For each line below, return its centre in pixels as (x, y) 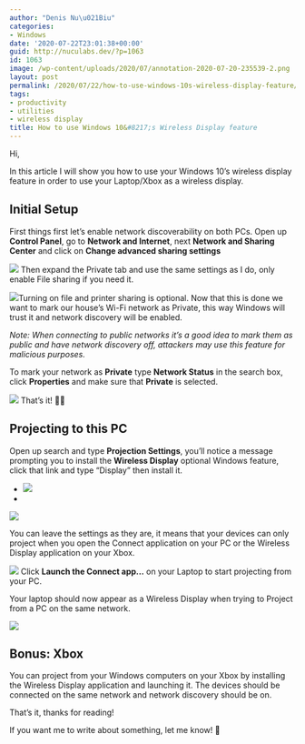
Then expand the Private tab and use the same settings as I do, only (148, 269)
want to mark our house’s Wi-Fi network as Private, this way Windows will (148, 307)
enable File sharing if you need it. (72, 279)
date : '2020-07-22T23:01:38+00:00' (77, 43)
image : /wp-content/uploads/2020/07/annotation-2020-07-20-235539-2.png (150, 69)
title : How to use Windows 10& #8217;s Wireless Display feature (133, 128)
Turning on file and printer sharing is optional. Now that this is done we (151, 297)
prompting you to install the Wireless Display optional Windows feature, (144, 460)
